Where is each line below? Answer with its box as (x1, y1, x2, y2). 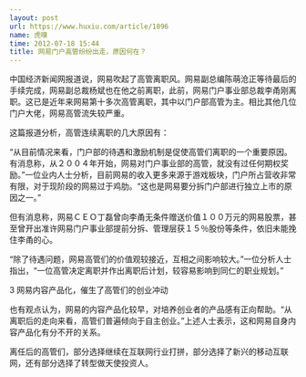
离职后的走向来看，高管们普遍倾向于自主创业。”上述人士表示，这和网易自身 (9, 316, 289, 327)
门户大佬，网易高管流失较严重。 (9, 108, 129, 119)
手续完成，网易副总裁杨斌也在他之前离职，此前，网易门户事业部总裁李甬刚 (9, 85, 289, 96)
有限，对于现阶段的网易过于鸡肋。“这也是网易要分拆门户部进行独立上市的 (9, 181, 285, 192)
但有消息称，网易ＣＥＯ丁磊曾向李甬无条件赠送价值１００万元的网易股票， (9, 212, 289, 223)
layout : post (9, 13, 59, 23)
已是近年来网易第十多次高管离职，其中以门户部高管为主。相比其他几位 (33, 97, 297, 108)
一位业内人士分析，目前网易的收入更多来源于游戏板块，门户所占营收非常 (25, 170, 297, 181)
